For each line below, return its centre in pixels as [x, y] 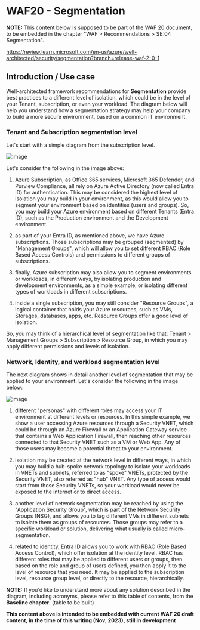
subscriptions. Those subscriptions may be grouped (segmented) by [99, 242]
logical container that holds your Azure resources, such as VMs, [94, 310]
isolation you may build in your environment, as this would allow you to [102, 199]
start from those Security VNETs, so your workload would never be [97, 486]
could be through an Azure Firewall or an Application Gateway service [101, 430]
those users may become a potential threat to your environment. [94, 449]
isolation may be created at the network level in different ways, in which [103, 460]
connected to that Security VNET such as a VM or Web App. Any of [98, 442]
